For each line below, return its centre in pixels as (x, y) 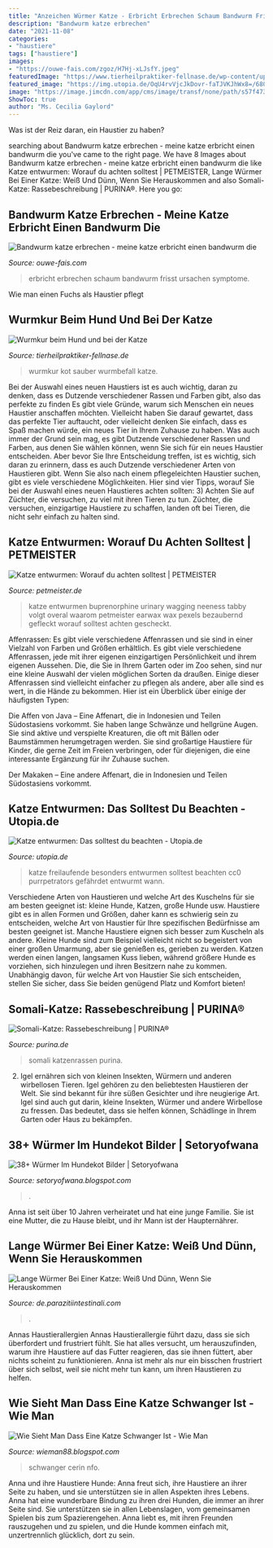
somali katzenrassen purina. (76, 1060)
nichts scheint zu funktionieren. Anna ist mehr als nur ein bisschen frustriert (135, 1360)
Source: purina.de (39, 1045)
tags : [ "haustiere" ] (43, 54)
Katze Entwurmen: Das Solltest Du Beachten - (127, 808)
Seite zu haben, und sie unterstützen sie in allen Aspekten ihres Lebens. (129, 1492)
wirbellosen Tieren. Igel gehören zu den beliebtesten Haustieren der (134, 1085)
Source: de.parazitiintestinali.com (65, 1303)
